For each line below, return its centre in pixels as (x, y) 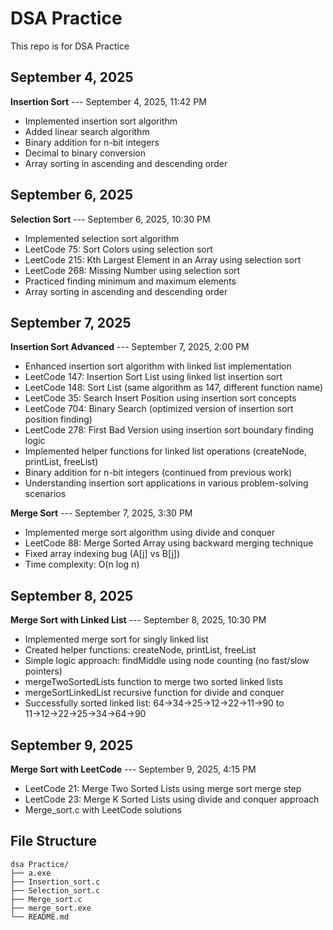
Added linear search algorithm (87, 131)
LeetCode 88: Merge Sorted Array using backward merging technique (169, 543)
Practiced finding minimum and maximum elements (130, 281)
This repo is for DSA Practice (70, 46)
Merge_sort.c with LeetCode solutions (103, 810)
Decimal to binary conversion (85, 153)
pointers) (43, 671)
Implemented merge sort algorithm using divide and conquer (150, 533)
